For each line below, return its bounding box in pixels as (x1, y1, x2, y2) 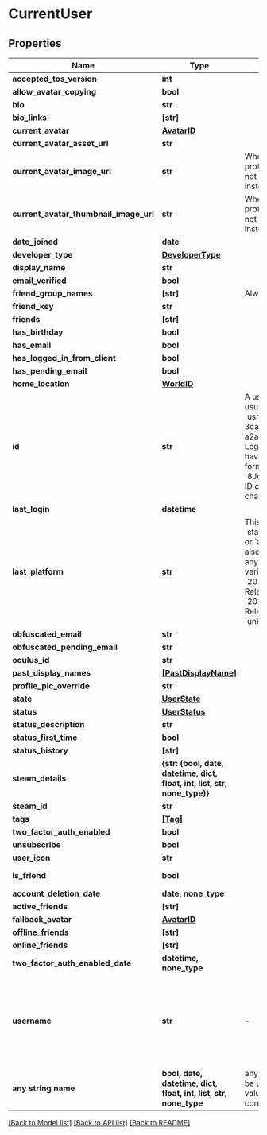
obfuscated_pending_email (12, 641, 118, 653)
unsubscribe (12, 839, 61, 850)
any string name (12, 1083, 75, 1094)
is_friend (12, 870, 46, 881)
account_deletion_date (12, 888, 101, 899)
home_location (12, 378, 70, 389)
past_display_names (12, 668, 91, 678)
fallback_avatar (12, 914, 72, 924)
